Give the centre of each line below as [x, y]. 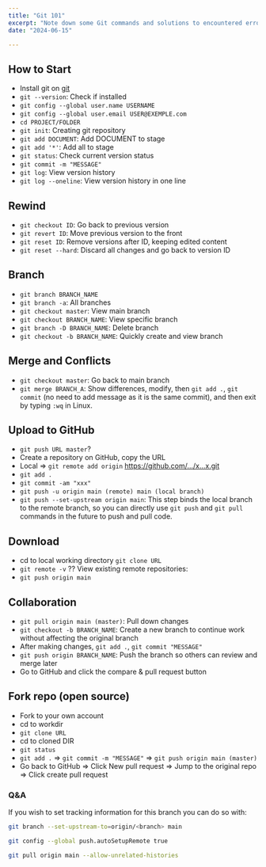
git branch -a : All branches [65, 302]
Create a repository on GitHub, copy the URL [93, 458]
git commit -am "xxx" [55, 484]
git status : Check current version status [87, 156]
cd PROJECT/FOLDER [50, 123]
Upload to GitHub [51, 430]
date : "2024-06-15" [40, 30]
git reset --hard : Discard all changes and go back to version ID [125, 250]
